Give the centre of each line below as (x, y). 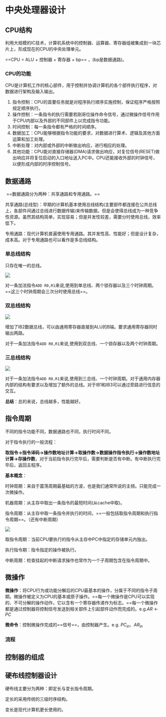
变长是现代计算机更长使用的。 (35, 710)
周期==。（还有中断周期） (35, 519)
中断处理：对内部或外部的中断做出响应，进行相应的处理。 (71, 145)
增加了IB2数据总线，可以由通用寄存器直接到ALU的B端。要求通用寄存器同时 (81, 327)
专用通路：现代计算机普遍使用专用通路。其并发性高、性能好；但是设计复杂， (83, 234)
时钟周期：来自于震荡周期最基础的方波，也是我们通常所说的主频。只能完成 (81, 486)
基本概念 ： (16, 475)
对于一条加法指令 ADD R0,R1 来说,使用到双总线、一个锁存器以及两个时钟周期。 (83, 343)
